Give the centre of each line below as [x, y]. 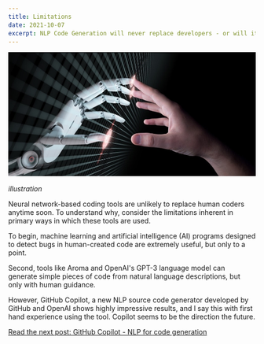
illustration [25, 189]
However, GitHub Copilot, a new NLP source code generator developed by [128, 300]
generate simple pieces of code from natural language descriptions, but [125, 276]
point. [18, 253]
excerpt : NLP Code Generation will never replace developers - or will [128, 33]
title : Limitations [40, 17]
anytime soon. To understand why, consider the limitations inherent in [121, 213]
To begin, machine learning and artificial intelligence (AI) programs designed [132, 236]
